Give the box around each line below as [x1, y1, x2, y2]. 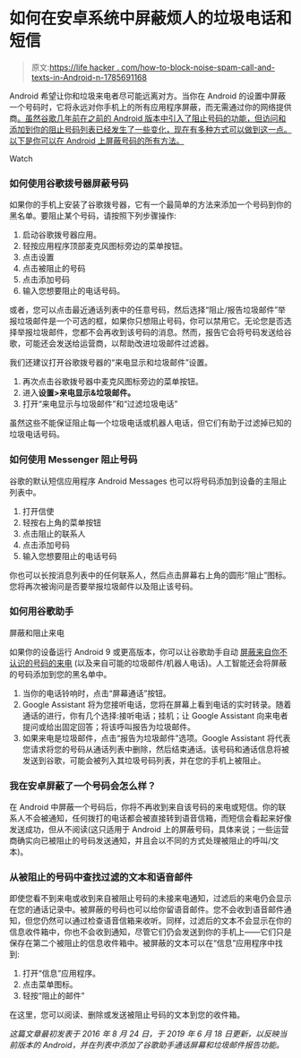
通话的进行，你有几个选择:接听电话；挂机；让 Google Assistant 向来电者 [21, 710, 288, 721]
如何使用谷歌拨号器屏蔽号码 [9, 176, 129, 189]
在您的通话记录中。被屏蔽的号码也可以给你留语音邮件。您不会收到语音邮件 [9, 904, 284, 915]
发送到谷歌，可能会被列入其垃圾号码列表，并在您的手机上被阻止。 [21, 754, 266, 766]
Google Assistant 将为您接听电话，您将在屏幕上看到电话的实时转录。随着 [21, 699, 292, 710]
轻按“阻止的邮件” [21, 991, 85, 1002]
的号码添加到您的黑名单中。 [9, 668, 112, 679]
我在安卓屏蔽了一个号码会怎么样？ [9, 779, 157, 792]
